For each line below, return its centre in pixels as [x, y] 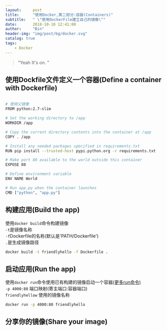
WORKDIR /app [19, 123]
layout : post [24, 10]
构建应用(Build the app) [43, 210]
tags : [11, 43]
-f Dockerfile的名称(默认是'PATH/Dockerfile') [52, 236]
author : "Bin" [25, 29]
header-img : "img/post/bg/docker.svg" [46, 34]
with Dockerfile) [31, 88]
